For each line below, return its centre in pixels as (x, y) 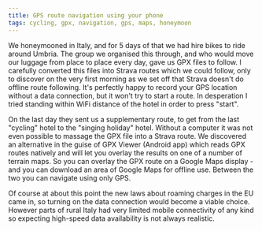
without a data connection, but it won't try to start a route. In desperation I (128, 95)
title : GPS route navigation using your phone (86, 15)
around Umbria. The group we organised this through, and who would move (131, 54)
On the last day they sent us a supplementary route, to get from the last (124, 119)
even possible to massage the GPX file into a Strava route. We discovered (127, 136)
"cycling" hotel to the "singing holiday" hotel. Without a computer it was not (131, 128)
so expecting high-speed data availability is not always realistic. (111, 218)
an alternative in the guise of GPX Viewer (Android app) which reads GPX (127, 144)
